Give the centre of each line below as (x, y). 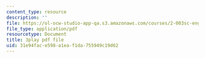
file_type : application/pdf (42, 29)
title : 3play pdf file (35, 40)
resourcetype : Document (37, 34)
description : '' (27, 18)
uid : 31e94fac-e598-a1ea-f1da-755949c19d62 (63, 46)
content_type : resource (37, 12)
